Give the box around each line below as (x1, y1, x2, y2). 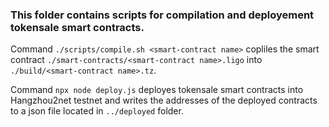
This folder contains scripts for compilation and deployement (10, 8, 315, 22)
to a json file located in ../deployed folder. (10, 105, 184, 117)
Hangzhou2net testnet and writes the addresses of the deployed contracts (10, 94, 318, 107)
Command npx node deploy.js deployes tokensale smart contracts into (10, 84, 304, 96)
